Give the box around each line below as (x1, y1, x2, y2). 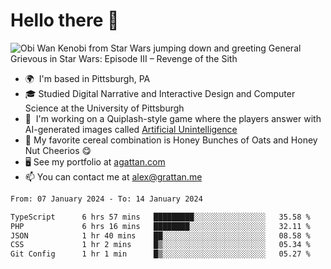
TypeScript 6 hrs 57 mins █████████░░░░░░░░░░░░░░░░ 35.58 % (10, 212, 311, 222)
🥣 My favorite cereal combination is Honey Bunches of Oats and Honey (24, 134, 318, 146)
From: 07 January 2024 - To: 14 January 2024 (10, 194, 203, 204)
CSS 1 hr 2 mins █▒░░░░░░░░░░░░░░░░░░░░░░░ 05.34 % (10, 240, 311, 250)
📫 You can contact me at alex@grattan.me (24, 170, 203, 183)
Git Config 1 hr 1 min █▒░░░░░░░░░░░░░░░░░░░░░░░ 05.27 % (10, 249, 311, 259)
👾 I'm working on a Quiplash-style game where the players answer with (24, 112, 322, 124)
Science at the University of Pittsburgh (24, 102, 185, 114)
